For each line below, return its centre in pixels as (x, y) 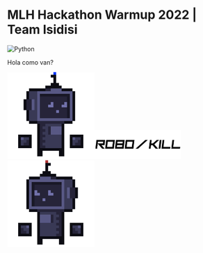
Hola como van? (31, 62)
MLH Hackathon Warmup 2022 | (102, 15)
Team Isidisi (42, 30)
